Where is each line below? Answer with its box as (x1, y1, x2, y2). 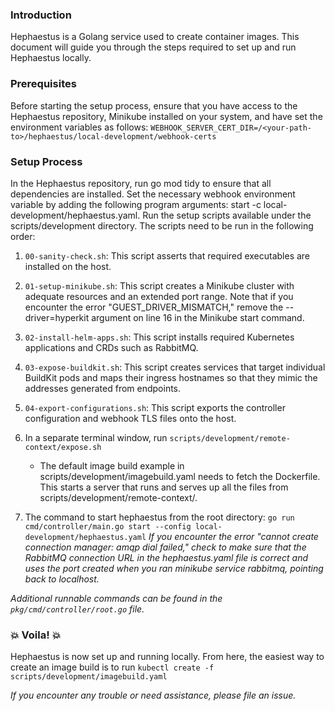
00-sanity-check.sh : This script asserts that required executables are (24, 249, 311, 262)
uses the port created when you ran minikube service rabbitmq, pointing (24, 562, 324, 574)
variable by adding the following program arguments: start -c (10, 198, 262, 210)
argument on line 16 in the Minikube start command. (91, 311, 305, 323)
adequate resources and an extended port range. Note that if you (24, 290, 294, 302)
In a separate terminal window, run (24, 431, 168, 443)
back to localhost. (24, 573, 100, 585)
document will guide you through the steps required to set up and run (10, 41, 297, 53)
